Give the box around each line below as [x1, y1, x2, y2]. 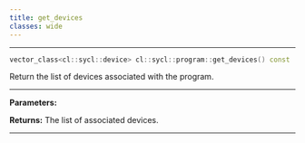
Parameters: [9, 97, 57, 109]
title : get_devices [9, 13, 84, 23]
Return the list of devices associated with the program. [9, 71, 214, 82]
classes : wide [9, 22, 64, 31]
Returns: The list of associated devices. [9, 115, 159, 126]
